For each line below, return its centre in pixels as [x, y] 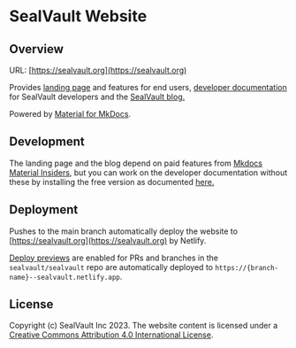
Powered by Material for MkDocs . [70, 114]
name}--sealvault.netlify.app [65, 277]
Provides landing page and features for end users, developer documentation [148, 87]
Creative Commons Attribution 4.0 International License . [111, 335]
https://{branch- [247, 267]
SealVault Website [78, 16]
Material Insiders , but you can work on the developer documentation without [148, 172]
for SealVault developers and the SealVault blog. [97, 97]
